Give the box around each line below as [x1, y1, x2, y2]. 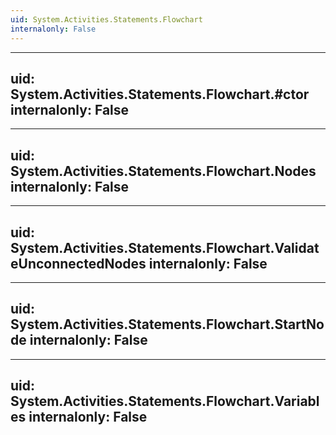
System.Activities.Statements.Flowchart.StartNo [10, 316, 325, 333]
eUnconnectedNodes [10, 255, 147, 272]
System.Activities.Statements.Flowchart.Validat [10, 239, 320, 256]
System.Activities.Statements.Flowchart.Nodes [10, 162, 317, 180]
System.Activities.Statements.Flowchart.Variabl [10, 393, 320, 410]
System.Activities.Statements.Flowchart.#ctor [10, 86, 310, 103]
